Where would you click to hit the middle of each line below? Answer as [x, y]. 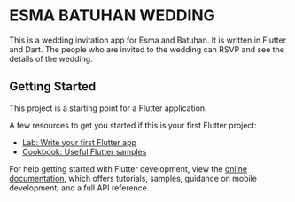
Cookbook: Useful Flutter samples [84, 151]
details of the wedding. [51, 58]
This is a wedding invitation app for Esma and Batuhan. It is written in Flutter [147, 40]
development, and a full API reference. [79, 188]
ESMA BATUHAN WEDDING [112, 16]
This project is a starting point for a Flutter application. [108, 108]
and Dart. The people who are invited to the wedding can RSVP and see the [147, 49]
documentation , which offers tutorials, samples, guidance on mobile [133, 178]
